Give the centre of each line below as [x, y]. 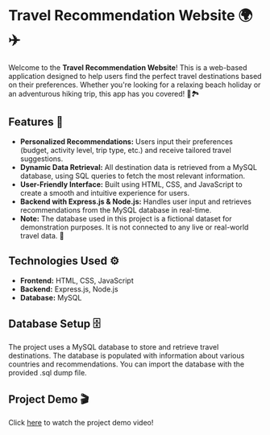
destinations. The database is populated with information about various [127, 356]
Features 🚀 [36, 122]
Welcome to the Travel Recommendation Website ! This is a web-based [128, 67]
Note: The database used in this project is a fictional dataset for [126, 218]
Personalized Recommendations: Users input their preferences [127, 141]
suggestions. [42, 159]
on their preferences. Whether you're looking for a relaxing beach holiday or [135, 85]
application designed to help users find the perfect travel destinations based [135, 76]
